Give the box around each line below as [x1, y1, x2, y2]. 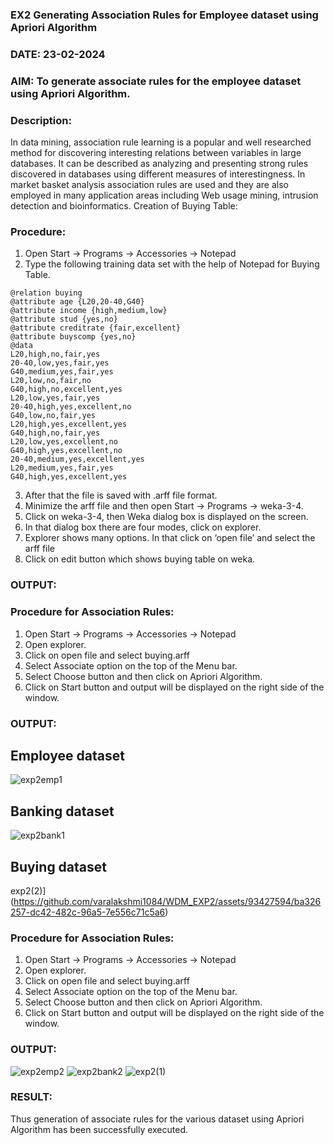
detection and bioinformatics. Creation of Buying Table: [10, 200, 238, 212]
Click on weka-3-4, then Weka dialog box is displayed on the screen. [24, 511, 309, 523]
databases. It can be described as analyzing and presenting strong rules [10, 158, 309, 170]
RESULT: [10, 1090, 53, 1104]
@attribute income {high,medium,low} [10, 306, 168, 316]
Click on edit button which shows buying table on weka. [24, 553, 256, 565]
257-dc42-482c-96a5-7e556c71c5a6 [10, 906, 166, 918]
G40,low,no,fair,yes [10, 411, 97, 421]
